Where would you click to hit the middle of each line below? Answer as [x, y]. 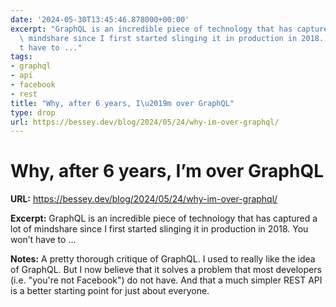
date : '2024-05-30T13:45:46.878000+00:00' [100, 19]
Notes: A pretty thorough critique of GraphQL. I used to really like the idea [163, 259]
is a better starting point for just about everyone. [110, 291]
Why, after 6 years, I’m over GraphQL [167, 171]
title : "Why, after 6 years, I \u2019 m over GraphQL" [122, 103]
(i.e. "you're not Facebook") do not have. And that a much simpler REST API [166, 280]
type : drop [33, 112]
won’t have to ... [43, 240]
